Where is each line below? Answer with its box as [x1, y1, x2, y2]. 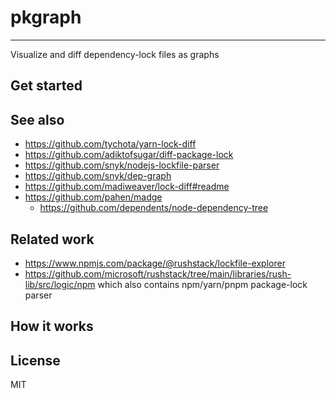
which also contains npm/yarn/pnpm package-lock [97, 278, 308, 290]
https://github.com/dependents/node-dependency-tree [39, 202, 269, 214]
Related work [10, 231, 95, 248]
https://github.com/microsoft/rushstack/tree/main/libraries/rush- [24, 267, 292, 280]
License [10, 352, 61, 369]
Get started [10, 77, 83, 95]
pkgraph [10, 6, 82, 29]
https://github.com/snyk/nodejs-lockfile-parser [24, 159, 220, 171]
